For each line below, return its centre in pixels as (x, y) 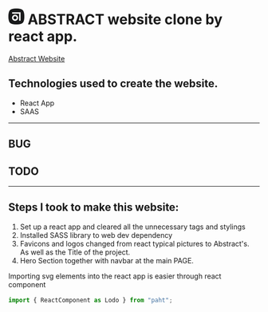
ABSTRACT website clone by (125, 20)
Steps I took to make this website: (94, 207)
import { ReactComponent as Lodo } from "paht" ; (91, 300)
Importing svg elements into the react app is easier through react (115, 276)
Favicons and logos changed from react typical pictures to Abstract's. (134, 243)
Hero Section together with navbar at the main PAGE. (106, 260)
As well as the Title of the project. (75, 252)
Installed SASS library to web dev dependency (96, 235)
